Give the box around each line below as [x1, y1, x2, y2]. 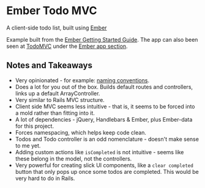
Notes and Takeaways [6, 60, 93, 71]
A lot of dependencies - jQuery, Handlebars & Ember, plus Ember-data [15, 116, 193, 123]
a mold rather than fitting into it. [15, 109, 95, 117]
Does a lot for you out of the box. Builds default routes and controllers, [15, 83, 193, 90]
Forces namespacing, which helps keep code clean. [15, 128, 147, 136]
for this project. [15, 122, 54, 130]
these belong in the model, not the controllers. [15, 155, 132, 162]
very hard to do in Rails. [15, 174, 75, 182]
